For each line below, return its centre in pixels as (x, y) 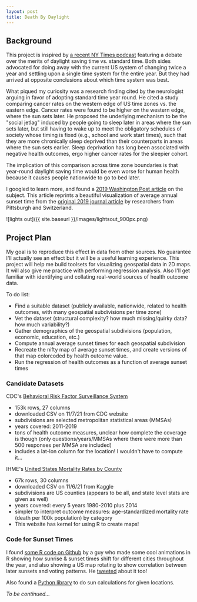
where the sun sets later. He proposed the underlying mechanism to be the (97, 116)
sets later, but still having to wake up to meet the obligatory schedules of (94, 129)
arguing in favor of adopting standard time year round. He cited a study (92, 98)
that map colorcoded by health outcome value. (71, 356)
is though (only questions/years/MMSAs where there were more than (98, 439)
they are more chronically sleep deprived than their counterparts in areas (95, 141)
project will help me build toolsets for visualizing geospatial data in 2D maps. (99, 265)
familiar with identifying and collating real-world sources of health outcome (97, 277)
